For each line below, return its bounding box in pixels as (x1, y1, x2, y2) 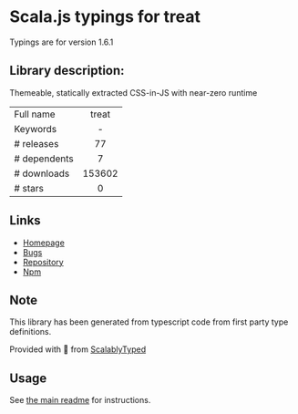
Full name (14, 108, 57, 120)
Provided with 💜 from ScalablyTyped (9, 344, 147, 355)
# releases (14, 137, 59, 150)
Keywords (14, 122, 57, 135)
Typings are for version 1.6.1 (9, 36, 114, 47)
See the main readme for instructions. (9, 395, 151, 406)
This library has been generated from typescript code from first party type (9, 316, 289, 327)
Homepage (22, 237, 66, 248)
